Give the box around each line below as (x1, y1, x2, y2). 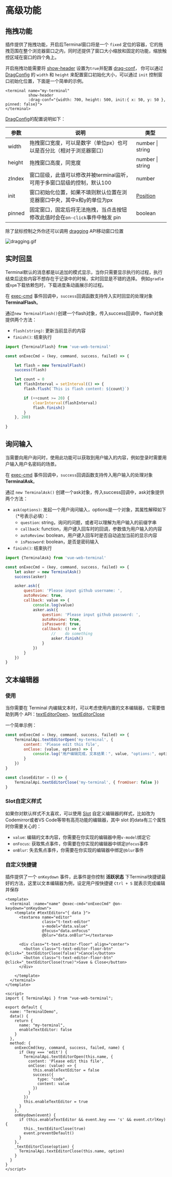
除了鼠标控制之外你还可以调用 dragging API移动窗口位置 (5, 228, 124, 234)
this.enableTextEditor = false (32, 1068, 100, 1073)
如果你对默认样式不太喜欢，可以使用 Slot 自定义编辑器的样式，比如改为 (5, 810, 155, 816)
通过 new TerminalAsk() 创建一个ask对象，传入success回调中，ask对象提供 (5, 489, 165, 495)
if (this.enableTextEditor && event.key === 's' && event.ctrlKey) (18, 1117, 166, 1123)
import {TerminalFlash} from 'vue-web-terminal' (5, 344, 111, 350)
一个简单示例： (5, 722, 37, 728)
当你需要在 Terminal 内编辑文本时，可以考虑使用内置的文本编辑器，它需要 (5, 705, 161, 711)
